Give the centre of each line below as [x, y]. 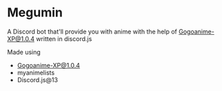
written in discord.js [64, 38]
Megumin [35, 13]
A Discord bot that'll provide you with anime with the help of [92, 31]
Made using [24, 52]
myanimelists [36, 73]
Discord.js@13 [38, 79]
